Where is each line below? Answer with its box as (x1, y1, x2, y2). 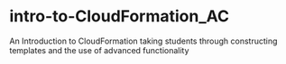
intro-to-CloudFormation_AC (9, 6, 230, 27)
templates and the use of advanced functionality (9, 44, 189, 55)
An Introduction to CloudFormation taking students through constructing (9, 36, 278, 46)
